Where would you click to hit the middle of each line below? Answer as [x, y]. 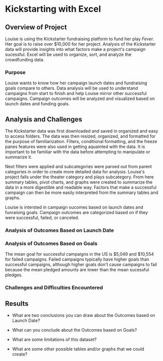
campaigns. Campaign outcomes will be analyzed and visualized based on [80, 98]
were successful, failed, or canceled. [42, 218]
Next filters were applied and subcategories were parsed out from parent [79, 167]
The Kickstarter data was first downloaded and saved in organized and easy [82, 131]
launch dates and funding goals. [37, 104]
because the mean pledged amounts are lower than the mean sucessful [77, 270]
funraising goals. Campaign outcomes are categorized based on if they [76, 213]
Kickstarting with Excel [53, 9]
